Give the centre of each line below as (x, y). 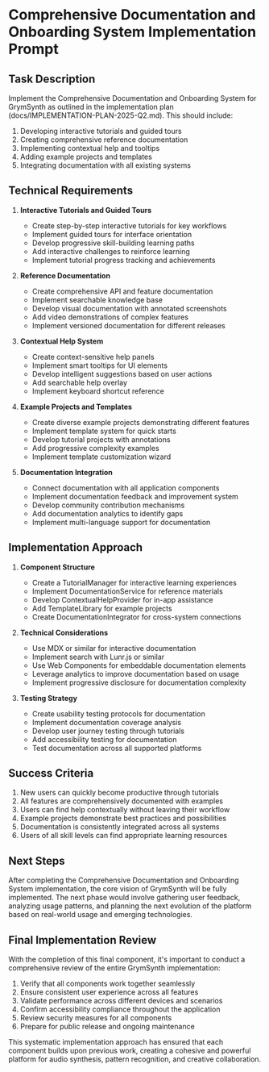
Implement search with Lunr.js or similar (98, 657)
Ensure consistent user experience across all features (109, 992)
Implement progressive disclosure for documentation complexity (139, 682)
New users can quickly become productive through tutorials (119, 793)
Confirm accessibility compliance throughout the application (120, 1009)
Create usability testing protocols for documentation (118, 713)
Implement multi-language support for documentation (121, 522)
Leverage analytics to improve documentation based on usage (136, 674)
